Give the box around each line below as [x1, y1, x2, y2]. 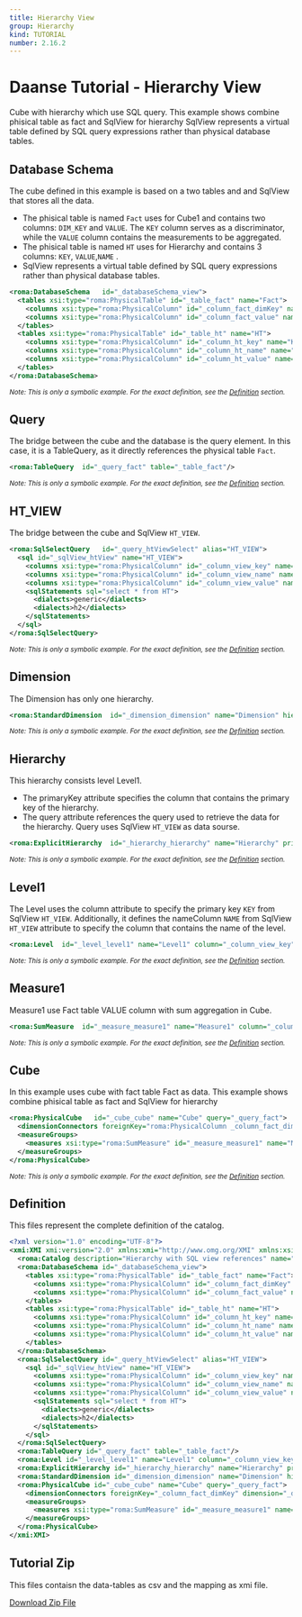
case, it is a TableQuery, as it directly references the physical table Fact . [9, 445, 276, 456]
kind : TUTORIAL [9, 30, 67, 39]
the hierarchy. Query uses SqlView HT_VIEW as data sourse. [22, 822, 241, 832]
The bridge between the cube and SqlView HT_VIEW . [9, 528, 200, 539]
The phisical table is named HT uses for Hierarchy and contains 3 [22, 241, 262, 252]
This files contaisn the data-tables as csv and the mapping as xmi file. [9, 1579, 268, 1590]
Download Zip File [9, 1596, 76, 1608]
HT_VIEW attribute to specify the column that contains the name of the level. [9, 922, 286, 933]
